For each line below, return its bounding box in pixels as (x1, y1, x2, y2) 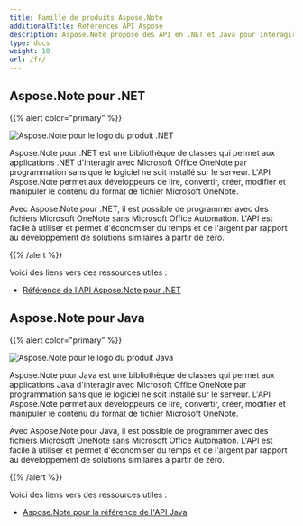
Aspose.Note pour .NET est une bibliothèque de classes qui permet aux (9, 147, 276, 158)
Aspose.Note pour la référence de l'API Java (22, 506, 188, 517)
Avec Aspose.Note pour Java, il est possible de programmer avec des (9, 425, 269, 436)
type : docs (9, 38, 50, 48)
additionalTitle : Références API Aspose (9, 22, 164, 31)
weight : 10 (9, 47, 50, 56)
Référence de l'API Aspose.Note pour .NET (22, 284, 182, 295)
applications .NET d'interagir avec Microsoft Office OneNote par (9, 157, 248, 168)
